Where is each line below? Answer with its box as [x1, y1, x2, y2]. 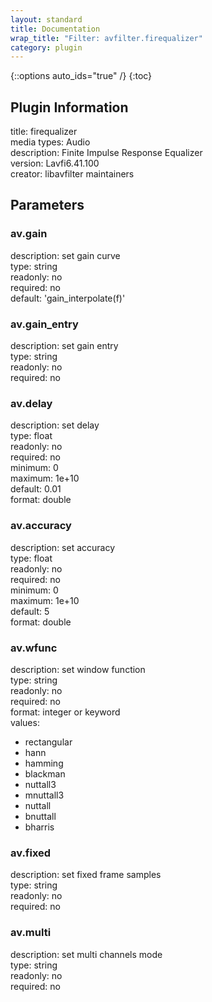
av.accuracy [10, 519, 72, 533]
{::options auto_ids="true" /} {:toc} [10, 70, 153, 82]
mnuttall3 [24, 789, 65, 801]
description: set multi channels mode [10, 948, 163, 960]
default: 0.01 [10, 483, 62, 495]
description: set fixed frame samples [10, 869, 162, 881]
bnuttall [24, 810, 57, 822]
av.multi [10, 926, 52, 940]
